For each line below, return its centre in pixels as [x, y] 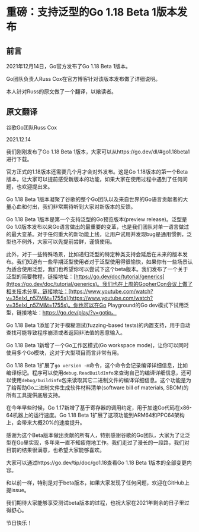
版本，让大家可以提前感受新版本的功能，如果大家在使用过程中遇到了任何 [94, 179]
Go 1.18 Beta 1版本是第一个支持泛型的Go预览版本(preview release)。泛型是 [97, 219]
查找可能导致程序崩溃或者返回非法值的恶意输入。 [66, 332]
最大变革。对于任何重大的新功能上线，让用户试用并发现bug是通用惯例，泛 [102, 234]
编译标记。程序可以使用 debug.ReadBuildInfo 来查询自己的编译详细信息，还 [96, 373]
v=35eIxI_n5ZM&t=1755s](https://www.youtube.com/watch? [79, 298]
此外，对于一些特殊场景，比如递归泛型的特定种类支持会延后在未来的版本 [94, 254]
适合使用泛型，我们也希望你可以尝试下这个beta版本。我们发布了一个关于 [99, 269]
